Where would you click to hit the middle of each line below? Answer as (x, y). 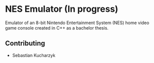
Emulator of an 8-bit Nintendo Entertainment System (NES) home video (77, 23)
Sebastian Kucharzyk (34, 55)
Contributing (25, 44)
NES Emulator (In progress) (62, 9)
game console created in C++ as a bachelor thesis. (57, 28)
